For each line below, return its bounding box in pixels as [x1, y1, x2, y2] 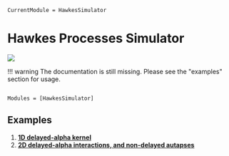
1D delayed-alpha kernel [17, 132, 91, 142]
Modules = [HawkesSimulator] [7, 95, 94, 102]
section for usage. [7, 75, 61, 83]
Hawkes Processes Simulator [7, 31, 185, 46]
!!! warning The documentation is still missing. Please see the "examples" [7, 67, 223, 76]
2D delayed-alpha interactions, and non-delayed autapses [17, 140, 195, 149]
